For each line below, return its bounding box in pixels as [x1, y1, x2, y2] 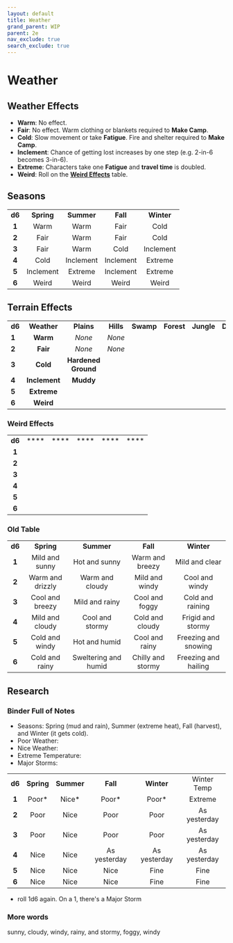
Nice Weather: [17, 743, 59, 752]
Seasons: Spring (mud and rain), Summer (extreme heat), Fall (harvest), [17, 721, 222, 730]
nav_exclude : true [7, 36, 60, 43]
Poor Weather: [17, 736, 59, 745]
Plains [73, 321, 95, 331]
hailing [187, 661, 209, 671]
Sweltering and [72, 653, 122, 663]
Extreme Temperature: [17, 751, 82, 759]
